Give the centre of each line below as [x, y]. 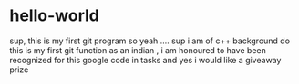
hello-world [55, 16]
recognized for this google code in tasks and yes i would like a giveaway [145, 60]
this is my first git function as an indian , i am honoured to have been [138, 50]
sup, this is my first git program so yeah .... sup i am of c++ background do [149, 41]
